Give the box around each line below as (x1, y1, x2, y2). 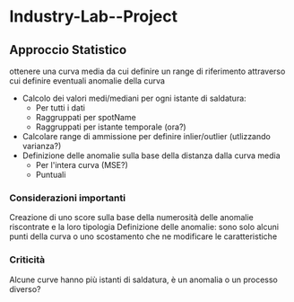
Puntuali (35, 169, 66, 180)
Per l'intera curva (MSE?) (35, 160, 128, 170)
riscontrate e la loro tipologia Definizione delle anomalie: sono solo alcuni (9, 222, 280, 233)
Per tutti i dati (35, 102, 85, 113)
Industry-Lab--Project (9, 6, 177, 27)
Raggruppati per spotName (35, 112, 136, 122)
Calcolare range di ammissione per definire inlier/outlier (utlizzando (22, 131, 271, 141)
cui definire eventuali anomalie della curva (9, 75, 166, 86)
